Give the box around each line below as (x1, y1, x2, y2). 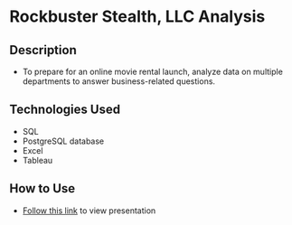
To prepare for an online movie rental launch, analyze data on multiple (22, 66, 283, 77)
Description (9, 42, 77, 58)
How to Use (9, 181, 76, 196)
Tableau (22, 155, 53, 165)
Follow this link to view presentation (22, 205, 156, 216)
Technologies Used (9, 102, 120, 117)
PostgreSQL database (22, 136, 105, 146)
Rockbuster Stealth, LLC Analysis (9, 6, 266, 27)
